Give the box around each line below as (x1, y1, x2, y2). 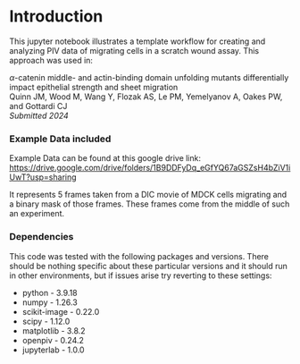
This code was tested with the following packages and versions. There (9, 250, 270, 261)
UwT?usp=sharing (9, 172, 78, 182)
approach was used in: (9, 55, 94, 65)
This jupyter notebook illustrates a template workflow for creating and (9, 36, 266, 47)
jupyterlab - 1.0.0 (21, 344, 85, 355)
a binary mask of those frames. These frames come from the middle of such (9, 199, 290, 209)
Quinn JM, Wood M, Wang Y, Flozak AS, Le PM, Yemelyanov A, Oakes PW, (9, 91, 283, 102)
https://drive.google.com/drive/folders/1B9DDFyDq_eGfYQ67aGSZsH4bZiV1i (9, 163, 291, 174)
